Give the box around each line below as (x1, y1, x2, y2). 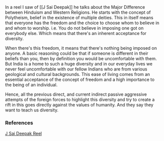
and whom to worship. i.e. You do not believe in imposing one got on (5, 25, 144, 31)
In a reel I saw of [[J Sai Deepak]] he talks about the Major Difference (5, 4, 145, 10)
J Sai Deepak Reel (5, 131, 42, 137)
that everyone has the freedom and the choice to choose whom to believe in (5, 20, 160, 26)
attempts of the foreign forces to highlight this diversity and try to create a (5, 97, 155, 103)
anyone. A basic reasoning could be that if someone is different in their (5, 50, 149, 56)
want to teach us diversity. (5, 107, 59, 113)
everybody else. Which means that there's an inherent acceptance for (5, 31, 147, 36)
